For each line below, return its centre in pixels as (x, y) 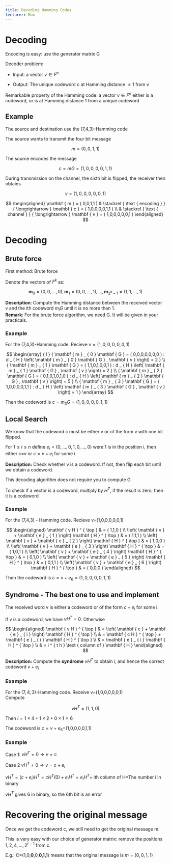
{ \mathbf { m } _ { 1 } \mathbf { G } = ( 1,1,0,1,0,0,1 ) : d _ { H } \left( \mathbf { (85, 365)
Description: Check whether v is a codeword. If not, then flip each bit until (83, 464)
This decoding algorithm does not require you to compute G (68, 480)
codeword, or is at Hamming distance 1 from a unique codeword (73, 100)
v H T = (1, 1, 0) (85, 708)
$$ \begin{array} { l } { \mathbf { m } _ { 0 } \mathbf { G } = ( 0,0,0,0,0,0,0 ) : (85, 354)
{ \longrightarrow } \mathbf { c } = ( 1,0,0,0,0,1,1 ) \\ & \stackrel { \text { (85, 209)
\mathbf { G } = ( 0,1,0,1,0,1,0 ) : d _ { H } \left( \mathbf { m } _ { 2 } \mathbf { (85, 376)
